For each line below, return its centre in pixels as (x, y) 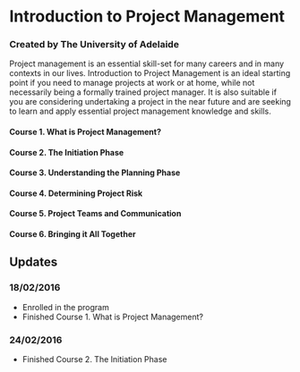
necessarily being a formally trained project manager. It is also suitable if (143, 92)
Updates (34, 262)
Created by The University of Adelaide (94, 45)
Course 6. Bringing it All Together (73, 234)
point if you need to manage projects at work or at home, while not (132, 83)
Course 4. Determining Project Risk (76, 193)
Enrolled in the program (65, 307)
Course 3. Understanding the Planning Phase (95, 173)
